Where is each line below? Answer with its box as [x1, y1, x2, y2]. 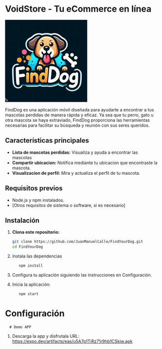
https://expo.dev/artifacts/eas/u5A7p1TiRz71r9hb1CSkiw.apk [12, 338, 133, 344]
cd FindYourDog [12, 244, 43, 249]
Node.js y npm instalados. [12, 197, 65, 203]
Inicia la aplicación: [12, 281, 51, 287]
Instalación [5, 216, 40, 224]
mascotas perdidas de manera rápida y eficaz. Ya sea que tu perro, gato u [5, 112, 154, 118]
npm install [18, 263, 43, 268]
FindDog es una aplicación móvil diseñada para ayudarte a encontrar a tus [5, 107, 154, 112]
